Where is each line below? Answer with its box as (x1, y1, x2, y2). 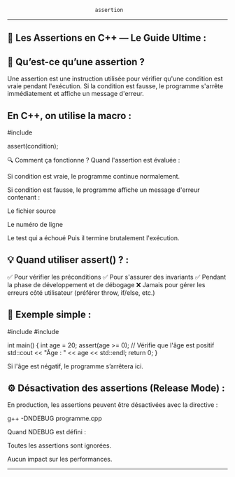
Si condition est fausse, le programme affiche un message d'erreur (7, 186, 201, 194)
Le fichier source (7, 207, 56, 215)
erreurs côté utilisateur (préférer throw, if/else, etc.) (7, 288, 155, 297)
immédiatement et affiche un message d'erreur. (7, 90, 145, 98)
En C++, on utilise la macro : (7, 109, 131, 122)
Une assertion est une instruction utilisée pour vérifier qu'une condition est (7, 74, 223, 83)
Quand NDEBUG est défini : (7, 428, 86, 436)
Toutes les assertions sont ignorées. (7, 441, 112, 450)
